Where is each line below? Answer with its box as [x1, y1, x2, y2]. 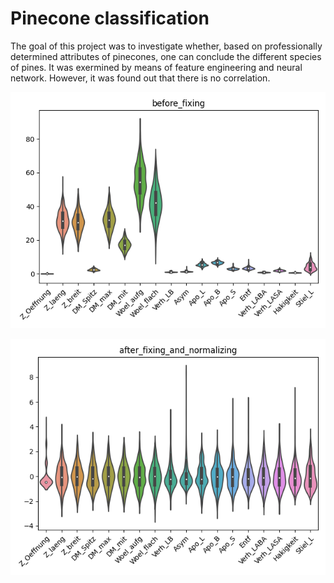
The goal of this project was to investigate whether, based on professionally [10, 40, 323, 52]
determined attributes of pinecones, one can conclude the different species [10, 50, 322, 62]
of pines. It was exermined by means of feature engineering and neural [10, 61, 303, 73]
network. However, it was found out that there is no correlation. [10, 72, 271, 84]
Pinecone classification [10, 7, 210, 30]
